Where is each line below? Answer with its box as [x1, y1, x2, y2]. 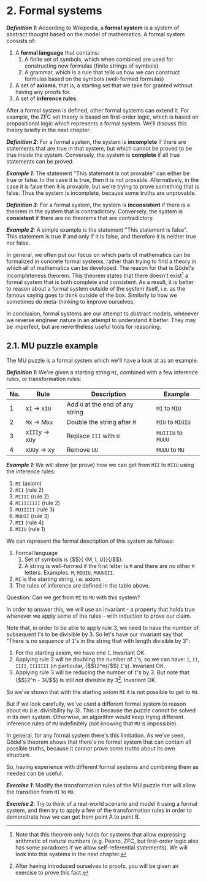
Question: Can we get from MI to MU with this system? [6, 594, 140, 601]
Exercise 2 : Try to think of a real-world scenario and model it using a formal [6, 800, 197, 808]
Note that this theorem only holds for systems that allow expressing [15, 831, 186, 838]
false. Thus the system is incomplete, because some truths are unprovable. [6, 189, 196, 197]
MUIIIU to [156, 428, 183, 437]
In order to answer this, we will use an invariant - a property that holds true [6, 606, 195, 613]
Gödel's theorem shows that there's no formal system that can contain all [6, 738, 191, 746]
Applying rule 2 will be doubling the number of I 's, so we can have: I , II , [15, 656, 200, 663]
